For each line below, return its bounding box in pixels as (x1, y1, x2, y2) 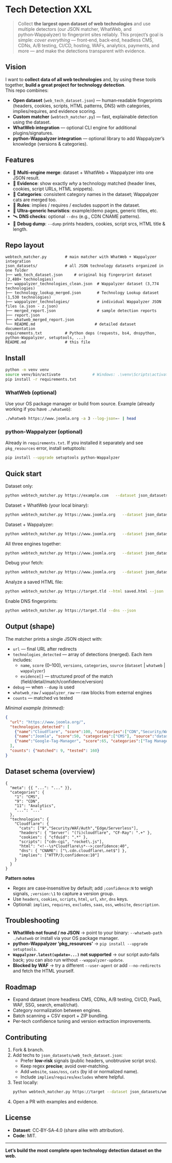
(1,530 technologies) (5, 295, 52, 300)
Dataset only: (5, 483, 33, 489)
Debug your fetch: (5, 560, 44, 566)
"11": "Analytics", (14, 803, 56, 809)
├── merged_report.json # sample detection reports (5, 308, 157, 313)
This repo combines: (5, 87, 49, 93)
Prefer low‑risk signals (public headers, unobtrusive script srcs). (20, 1058, 157, 1064)
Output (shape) (5, 622, 55, 631)
